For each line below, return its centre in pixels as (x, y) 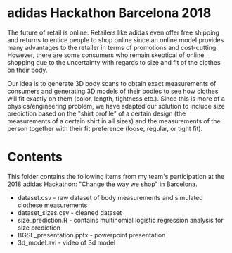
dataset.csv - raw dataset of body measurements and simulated (110, 197)
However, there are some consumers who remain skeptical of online (106, 55)
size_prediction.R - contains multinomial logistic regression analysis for (120, 220)
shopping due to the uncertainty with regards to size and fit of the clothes (114, 62)
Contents (35, 157)
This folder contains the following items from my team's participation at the (116, 176)
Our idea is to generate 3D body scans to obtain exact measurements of (112, 83)
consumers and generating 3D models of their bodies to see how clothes (113, 91)
